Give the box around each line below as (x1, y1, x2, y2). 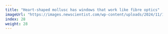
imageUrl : (5, 12, 26, 17)
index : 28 (5, 16, 26, 21)
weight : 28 (5, 21, 28, 26)
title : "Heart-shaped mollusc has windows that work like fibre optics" (5, 7, 160, 12)
